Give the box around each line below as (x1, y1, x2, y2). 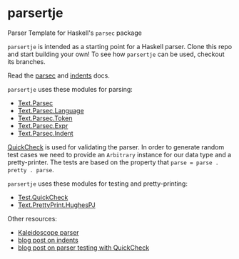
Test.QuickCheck (17, 193, 68, 201)
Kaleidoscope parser (17, 228, 80, 236)
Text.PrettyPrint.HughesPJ (17, 201, 96, 209)
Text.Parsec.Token (17, 114, 73, 122)
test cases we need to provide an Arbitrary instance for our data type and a (7, 150, 232, 159)
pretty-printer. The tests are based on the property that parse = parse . (7, 158, 219, 166)
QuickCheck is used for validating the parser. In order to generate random (7, 142, 225, 151)
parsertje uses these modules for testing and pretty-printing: (7, 179, 188, 188)
